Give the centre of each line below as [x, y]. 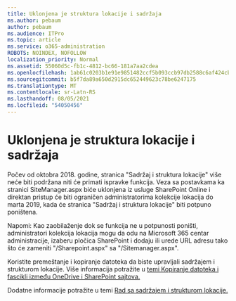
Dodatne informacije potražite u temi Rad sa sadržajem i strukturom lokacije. [118, 290]
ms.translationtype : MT [42, 86]
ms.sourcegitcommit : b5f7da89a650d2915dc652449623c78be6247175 [102, 79]
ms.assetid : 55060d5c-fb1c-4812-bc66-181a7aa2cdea [83, 66]
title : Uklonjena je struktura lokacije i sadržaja [84, 14]
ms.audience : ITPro [36, 33]
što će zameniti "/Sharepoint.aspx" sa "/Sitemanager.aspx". [93, 248]
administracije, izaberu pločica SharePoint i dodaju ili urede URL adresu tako [118, 241]
